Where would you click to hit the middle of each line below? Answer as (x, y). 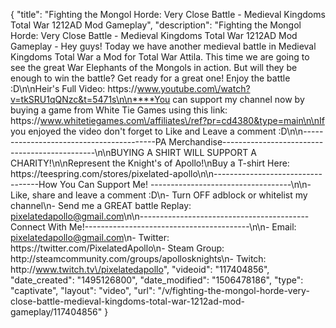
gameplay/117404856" (56, 312)
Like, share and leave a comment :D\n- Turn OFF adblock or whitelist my (159, 195)
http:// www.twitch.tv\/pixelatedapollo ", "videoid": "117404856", (140, 269)
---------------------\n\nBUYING (77, 152)
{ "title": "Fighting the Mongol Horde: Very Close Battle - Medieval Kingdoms (168, 14)
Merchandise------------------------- (246, 142)
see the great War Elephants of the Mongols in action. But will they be (154, 67)
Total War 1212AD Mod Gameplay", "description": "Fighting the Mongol (156, 25)
